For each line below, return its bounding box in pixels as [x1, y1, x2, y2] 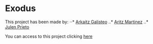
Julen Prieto [5, 24, 29, 29]
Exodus [5, 3, 36, 14]
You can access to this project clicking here [5, 33, 93, 39]
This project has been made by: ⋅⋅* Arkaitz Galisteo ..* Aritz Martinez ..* [5, 19, 149, 25]
